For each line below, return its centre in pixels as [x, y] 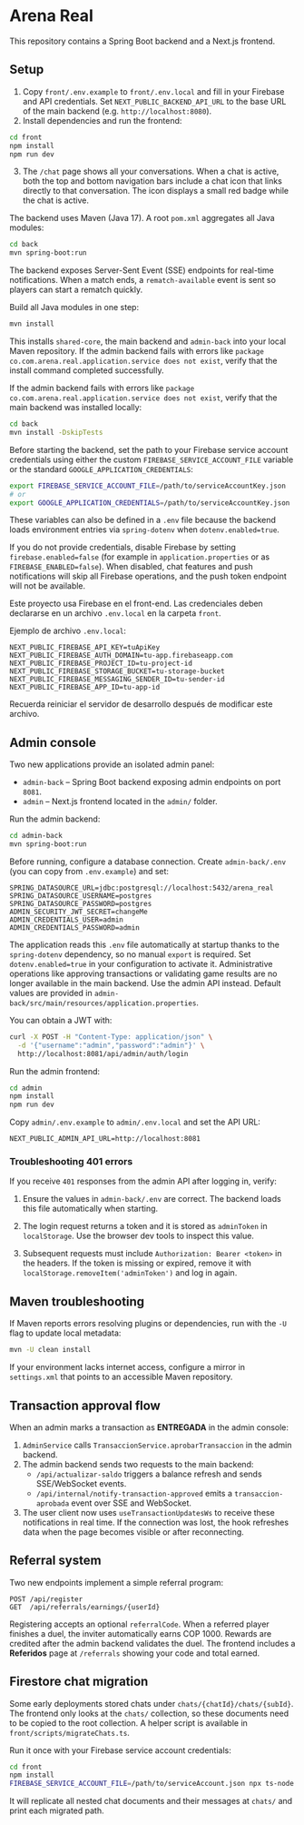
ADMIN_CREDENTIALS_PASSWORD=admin [75, 928]
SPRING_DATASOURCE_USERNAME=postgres [81, 896]
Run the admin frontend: [55, 1071]
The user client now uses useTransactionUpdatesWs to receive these [148, 1512]
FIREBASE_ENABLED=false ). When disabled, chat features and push [132, 567]
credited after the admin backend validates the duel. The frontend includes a [152, 1643]
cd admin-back [36, 836]
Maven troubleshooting [77, 1301]
